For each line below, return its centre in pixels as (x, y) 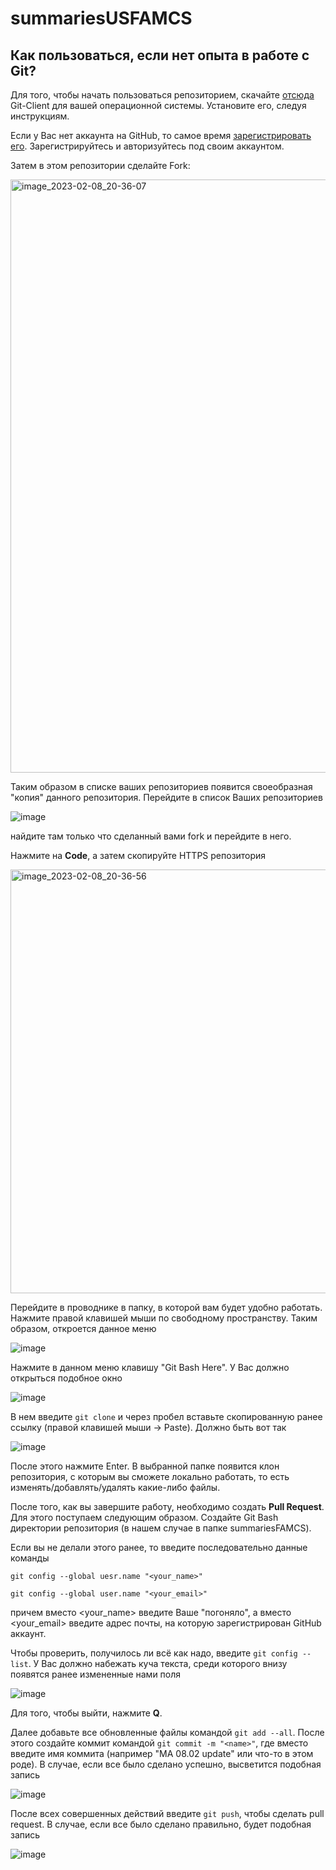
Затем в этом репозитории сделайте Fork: (100, 165)
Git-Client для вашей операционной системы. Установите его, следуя (158, 105)
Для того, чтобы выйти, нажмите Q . (86, 1713)
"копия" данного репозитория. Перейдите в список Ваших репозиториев (166, 797)
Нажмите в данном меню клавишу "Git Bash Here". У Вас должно (150, 1367)
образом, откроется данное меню (83, 1328)
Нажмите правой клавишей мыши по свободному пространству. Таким (164, 1318)
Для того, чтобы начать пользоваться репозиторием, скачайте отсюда (162, 95)
